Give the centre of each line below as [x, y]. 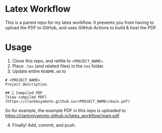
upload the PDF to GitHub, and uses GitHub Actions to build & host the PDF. [81, 27]
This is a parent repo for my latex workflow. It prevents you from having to [80, 22]
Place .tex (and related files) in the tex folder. [58, 66]
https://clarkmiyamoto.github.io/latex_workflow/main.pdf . [63, 115]
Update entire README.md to [39, 71]
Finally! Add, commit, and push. [44, 125]
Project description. [27, 84]
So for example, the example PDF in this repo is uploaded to [65, 110]
